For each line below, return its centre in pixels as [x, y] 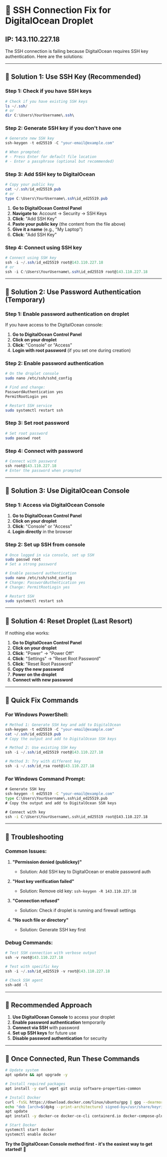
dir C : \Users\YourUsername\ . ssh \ [40, 115]
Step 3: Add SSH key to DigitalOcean [50, 174]
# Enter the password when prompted [43, 470]
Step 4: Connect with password [44, 451]
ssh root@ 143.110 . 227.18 [31, 466]
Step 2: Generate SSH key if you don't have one [63, 128]
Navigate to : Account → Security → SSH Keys [59, 213]
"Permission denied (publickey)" [47, 862]
